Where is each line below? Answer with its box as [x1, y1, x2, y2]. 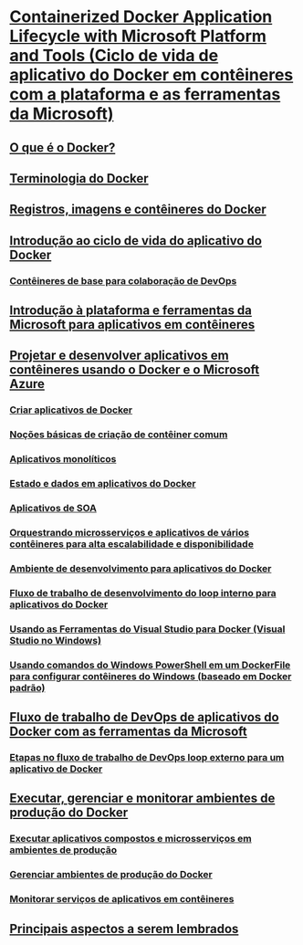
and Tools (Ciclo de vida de [9, 46, 219, 66]
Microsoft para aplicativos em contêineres [9, 317, 256, 332]
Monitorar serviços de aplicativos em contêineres [9, 893, 235, 906]
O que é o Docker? [9, 140, 116, 155]
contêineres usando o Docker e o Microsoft [9, 362, 260, 378]
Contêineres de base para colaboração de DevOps [9, 274, 237, 287]
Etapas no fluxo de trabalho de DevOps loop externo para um [9, 751, 285, 763]
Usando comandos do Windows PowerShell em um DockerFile [9, 658, 291, 671]
